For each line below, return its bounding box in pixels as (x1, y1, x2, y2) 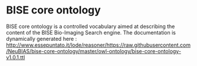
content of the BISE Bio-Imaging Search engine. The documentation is (6, 29, 176, 36)
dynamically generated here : (6, 35, 77, 42)
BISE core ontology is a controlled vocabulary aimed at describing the (6, 23, 175, 30)
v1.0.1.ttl (6, 54, 25, 61)
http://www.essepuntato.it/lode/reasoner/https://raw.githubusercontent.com (6, 41, 191, 48)
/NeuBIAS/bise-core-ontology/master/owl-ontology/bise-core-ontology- (6, 47, 181, 54)
